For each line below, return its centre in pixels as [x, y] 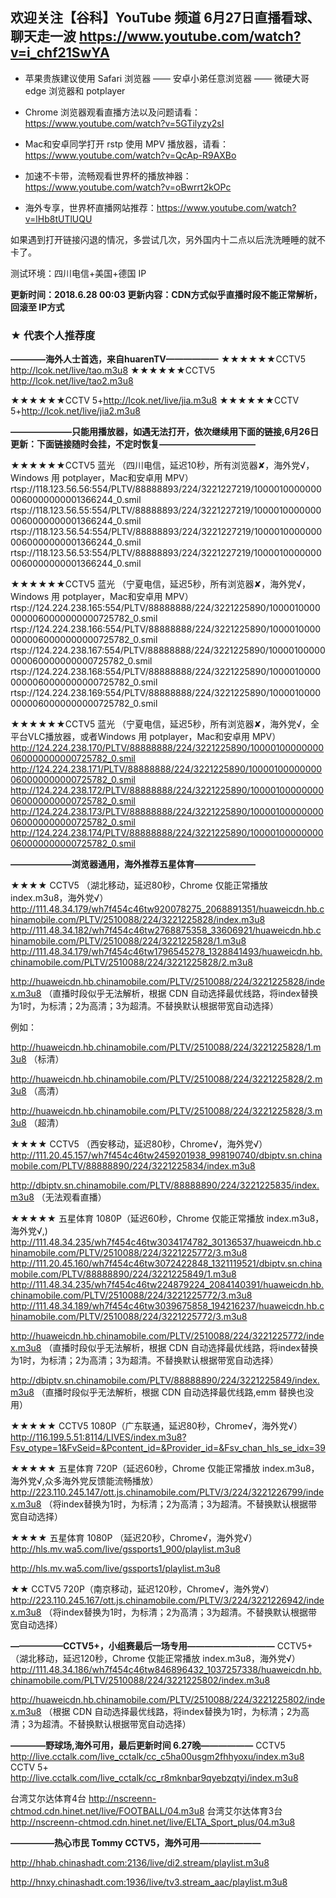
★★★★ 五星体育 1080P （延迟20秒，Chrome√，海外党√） [134, 1538]
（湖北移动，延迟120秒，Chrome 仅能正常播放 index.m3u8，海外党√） [155, 1659]
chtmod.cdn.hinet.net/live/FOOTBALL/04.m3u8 [107, 1811]
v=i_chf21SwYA [60, 53]
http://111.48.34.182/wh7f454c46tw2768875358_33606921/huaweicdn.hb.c [166, 930]
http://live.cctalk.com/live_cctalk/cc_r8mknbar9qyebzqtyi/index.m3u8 [154, 1778]
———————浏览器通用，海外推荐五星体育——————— [133, 864]
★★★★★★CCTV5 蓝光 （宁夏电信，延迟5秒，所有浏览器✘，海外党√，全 [165, 724]
